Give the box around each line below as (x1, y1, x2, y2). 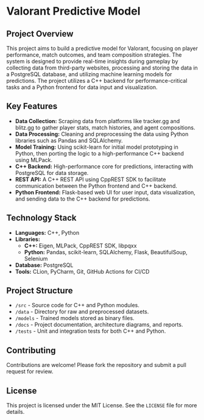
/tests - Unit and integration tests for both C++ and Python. (15, 327, 166, 335)
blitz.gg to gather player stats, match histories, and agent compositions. (15, 124, 195, 131)
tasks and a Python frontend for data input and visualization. (6, 84, 158, 91)
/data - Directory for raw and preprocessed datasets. (15, 308, 149, 315)
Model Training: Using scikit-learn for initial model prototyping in (15, 143, 178, 151)
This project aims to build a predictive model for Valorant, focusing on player (6, 44, 198, 52)
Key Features (6, 101, 58, 112)
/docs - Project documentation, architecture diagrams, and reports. (15, 321, 183, 329)
